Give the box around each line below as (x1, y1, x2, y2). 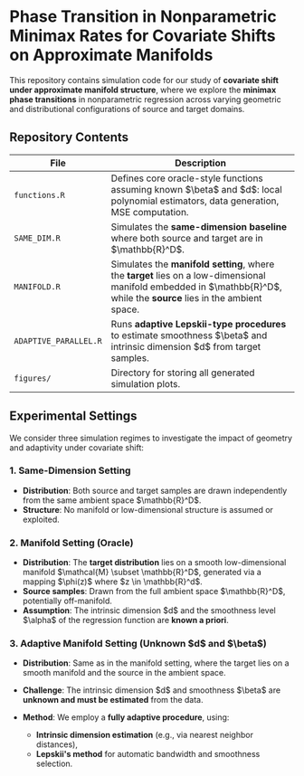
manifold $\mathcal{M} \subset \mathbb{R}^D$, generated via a (22, 567, 262, 578)
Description (175, 156, 226, 169)
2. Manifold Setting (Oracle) (9, 536, 134, 549)
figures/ (14, 373, 52, 383)
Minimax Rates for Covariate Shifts (9, 25, 276, 46)
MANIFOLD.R (14, 281, 61, 291)
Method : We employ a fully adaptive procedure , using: (22, 712, 230, 723)
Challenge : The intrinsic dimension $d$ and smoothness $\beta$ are (22, 685, 281, 696)
